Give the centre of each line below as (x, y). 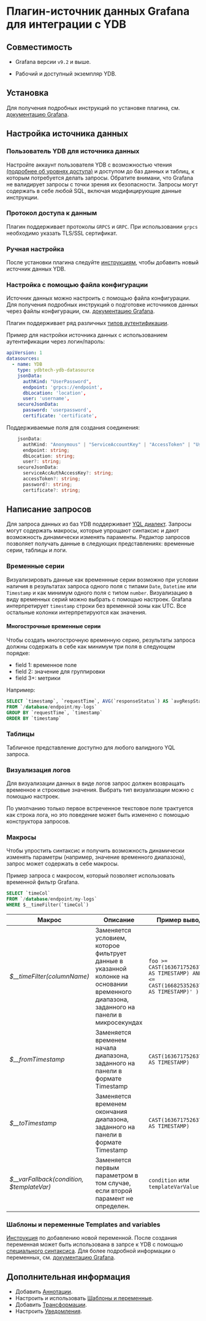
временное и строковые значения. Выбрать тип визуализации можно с (100, 790)
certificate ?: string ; (51, 490)
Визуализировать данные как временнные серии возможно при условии (102, 580)
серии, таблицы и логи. (37, 550)
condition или (169, 1180)
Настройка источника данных (67, 134)
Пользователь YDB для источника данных (73, 151)
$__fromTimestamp (37, 1059)
